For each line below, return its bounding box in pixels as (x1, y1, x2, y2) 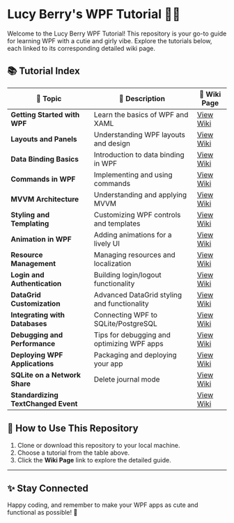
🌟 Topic (36, 93, 62, 103)
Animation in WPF (10, 234, 72, 244)
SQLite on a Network (10, 370, 81, 380)
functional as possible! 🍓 (7, 508, 78, 517)
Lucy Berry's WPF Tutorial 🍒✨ (7, 6, 181, 22)
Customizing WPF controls (93, 210, 181, 219)
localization (93, 258, 132, 268)
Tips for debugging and (93, 330, 171, 340)
